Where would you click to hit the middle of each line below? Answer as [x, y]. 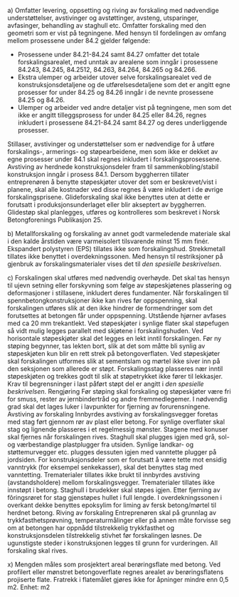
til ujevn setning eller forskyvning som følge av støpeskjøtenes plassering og [119, 285]
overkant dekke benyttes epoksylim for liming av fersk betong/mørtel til [112, 505]
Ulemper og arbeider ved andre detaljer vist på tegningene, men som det [124, 107]
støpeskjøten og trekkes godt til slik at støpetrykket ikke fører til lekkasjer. [115, 376]
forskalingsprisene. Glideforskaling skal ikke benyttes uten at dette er [109, 197]
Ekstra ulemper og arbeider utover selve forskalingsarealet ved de [115, 77]
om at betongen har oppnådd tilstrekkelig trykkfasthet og [91, 528]
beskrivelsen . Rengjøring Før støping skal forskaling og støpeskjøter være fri [119, 391]
